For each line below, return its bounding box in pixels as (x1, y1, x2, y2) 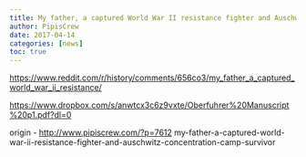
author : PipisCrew (9, 22, 79, 31)
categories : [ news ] (9, 38, 84, 48)
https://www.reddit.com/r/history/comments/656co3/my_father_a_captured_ (9, 72, 295, 83)
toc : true (9, 47, 47, 57)
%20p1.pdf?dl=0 (9, 110, 72, 120)
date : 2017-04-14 (9, 30, 76, 39)
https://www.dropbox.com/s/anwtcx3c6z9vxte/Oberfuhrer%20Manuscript (9, 99, 290, 110)
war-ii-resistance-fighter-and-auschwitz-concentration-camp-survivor (9, 137, 276, 148)
